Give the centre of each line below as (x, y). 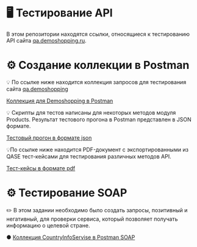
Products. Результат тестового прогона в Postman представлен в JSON (99, 119)
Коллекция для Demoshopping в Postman (60, 101)
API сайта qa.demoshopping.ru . (46, 40)
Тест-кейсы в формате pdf (41, 168)
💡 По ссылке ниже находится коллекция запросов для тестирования (96, 82)
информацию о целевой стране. (48, 225)
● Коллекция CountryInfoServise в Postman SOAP (71, 237)
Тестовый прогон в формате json (49, 138)
